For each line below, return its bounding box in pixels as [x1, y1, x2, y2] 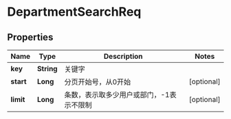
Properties [7, 31, 54, 43]
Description [103, 52, 143, 61]
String [36, 64, 58, 73]
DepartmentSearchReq [7, 4, 142, 20]
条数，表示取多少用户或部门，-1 [64, 90, 170, 99]
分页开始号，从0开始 [64, 77, 131, 86]
